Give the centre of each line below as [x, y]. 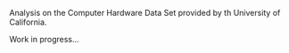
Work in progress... [44, 39]
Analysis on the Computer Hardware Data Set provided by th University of [145, 13]
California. [28, 22]
